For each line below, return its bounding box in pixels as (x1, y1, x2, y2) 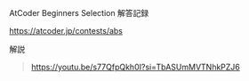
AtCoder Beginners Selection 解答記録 (9, 8, 149, 18)
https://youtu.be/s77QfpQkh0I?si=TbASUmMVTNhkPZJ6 (30, 61, 240, 72)
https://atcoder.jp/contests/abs (9, 26, 123, 36)
